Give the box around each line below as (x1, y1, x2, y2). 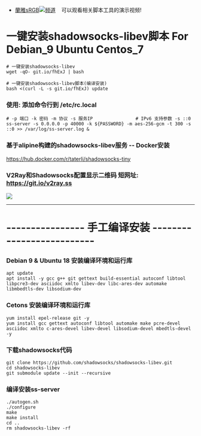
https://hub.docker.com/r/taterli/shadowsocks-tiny (6, 155, 131, 162)
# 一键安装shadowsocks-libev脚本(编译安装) (6, 80, 108, 86)
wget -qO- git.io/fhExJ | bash (6, 69, 84, 75)
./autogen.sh (6, 399, 39, 405)
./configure (6, 404, 36, 410)
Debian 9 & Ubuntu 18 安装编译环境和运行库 (6, 256, 133, 265)
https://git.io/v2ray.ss (6, 179, 72, 187)
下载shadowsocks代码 (6, 346, 72, 354)
